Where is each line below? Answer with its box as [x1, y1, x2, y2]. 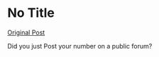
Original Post [7, 28, 45, 37]
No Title [7, 5, 55, 21]
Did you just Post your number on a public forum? [7, 42, 153, 50]
